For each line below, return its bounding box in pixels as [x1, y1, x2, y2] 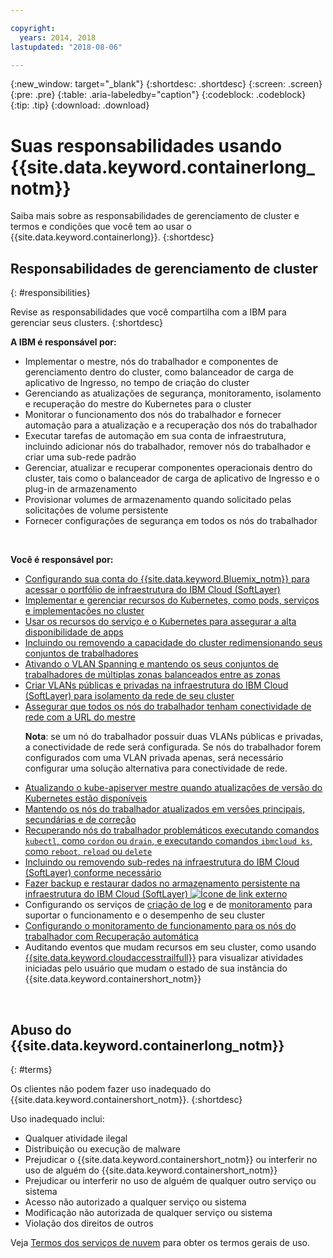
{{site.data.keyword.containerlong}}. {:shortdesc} [10, 231, 215, 243]
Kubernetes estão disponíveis [24, 792, 148, 805]
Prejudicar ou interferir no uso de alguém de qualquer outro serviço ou [24, 1174, 317, 1186]
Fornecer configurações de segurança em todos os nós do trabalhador [24, 515, 318, 527]
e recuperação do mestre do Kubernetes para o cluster [24, 398, 252, 410]
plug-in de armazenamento [24, 483, 138, 495]
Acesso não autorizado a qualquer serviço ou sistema [24, 1196, 247, 1208]
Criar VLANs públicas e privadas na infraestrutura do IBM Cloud [24, 679, 289, 691]
